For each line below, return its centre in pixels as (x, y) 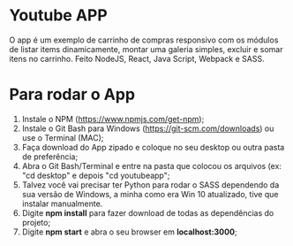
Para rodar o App (72, 95)
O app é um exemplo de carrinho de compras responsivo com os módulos (144, 40)
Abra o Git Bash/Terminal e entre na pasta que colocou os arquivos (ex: (152, 165)
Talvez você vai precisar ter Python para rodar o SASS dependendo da (150, 184)
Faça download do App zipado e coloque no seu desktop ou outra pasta (153, 147)
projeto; (36, 222)
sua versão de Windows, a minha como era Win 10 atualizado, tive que (150, 194)
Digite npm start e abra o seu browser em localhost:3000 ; (129, 232)
